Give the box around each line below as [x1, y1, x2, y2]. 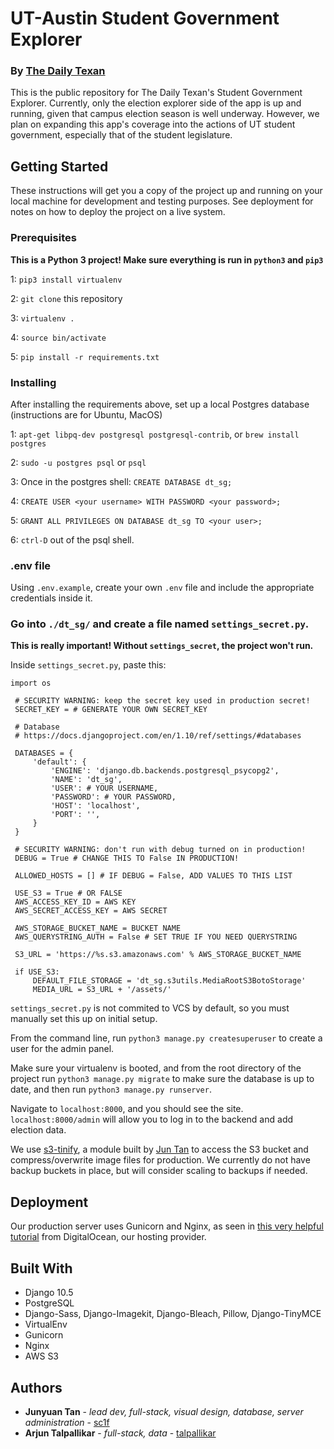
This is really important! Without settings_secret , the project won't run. [10, 640, 314, 652]
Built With [10, 1260, 73, 1277]
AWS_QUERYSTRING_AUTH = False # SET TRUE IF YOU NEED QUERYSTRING [14, 932, 298, 942]
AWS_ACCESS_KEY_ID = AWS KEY [14, 897, 137, 907]
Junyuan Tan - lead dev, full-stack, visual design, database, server [24, 1405, 304, 1417]
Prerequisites [10, 231, 77, 245]
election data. [10, 1124, 67, 1136]
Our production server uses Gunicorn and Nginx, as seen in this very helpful [10, 1220, 324, 1232]
